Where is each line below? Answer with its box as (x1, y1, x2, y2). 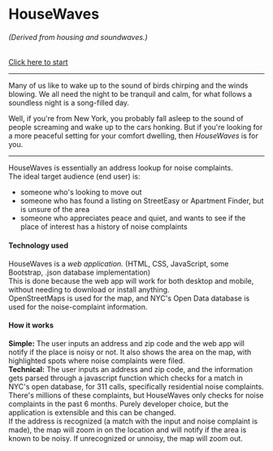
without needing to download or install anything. (8, 284, 170, 294)
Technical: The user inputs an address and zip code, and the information (8, 364, 253, 374)
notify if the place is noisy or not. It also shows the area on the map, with (8, 347, 252, 357)
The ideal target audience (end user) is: (8, 171, 141, 181)
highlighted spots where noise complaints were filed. (8, 355, 185, 366)
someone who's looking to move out (19, 188, 142, 197)
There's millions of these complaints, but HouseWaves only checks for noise (8, 390, 264, 400)
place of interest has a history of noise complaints (19, 222, 188, 232)
